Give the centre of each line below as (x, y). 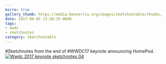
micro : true (17, 10)
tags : (11, 23)
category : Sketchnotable (31, 37)
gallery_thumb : (21, 14)
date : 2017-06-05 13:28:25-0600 (38, 19)
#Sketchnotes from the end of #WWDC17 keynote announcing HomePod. (80, 51)
